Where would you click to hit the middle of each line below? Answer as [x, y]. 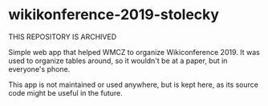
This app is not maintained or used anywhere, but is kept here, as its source [134, 84]
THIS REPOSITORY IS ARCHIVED [63, 37]
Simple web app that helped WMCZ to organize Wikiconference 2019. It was [134, 52]
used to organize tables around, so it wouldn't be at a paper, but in [118, 61]
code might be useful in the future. [65, 92]
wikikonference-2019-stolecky [114, 15]
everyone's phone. [39, 69]
